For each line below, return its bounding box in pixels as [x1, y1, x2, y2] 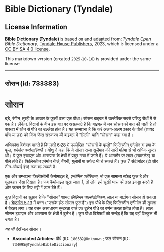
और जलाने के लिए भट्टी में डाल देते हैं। [5, 185, 62, 190]
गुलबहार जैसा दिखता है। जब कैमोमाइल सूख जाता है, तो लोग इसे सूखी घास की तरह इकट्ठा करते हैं [5, 179, 153, 185]
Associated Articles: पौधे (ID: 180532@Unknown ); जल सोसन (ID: [12, 236, 130, 242]
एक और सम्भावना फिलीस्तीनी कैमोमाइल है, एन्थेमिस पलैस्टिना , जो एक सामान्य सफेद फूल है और [5, 173, 149, 179]
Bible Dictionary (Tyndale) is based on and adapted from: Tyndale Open [5, 36, 151, 42]
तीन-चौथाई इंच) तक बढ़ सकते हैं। [5, 164, 58, 169]
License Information [5, 23, 67, 31]
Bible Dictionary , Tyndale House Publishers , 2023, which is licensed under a [5, 41, 159, 47]
